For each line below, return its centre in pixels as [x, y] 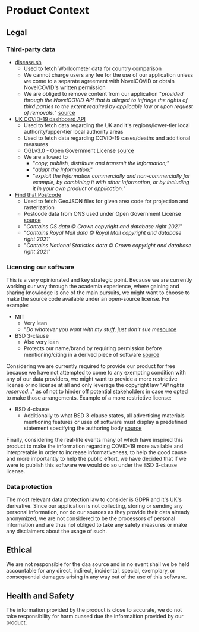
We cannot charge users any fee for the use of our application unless [108, 74]
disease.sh [28, 62]
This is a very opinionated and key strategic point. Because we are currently [99, 280]
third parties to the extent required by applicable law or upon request [108, 106]
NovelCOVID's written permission [64, 87]
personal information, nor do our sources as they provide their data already [98, 512]
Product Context [48, 10]
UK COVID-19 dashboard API [50, 119]
